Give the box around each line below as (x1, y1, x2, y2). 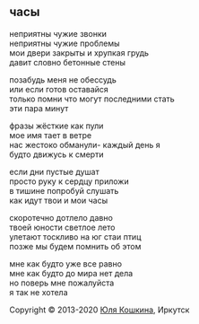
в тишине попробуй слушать (9, 185, 119, 196)
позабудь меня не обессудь (9, 74, 117, 85)
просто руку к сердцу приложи (9, 176, 129, 187)
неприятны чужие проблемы (9, 38, 120, 48)
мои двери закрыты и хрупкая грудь (9, 47, 150, 58)
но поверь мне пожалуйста (9, 277, 115, 288)
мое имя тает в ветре (9, 129, 92, 140)
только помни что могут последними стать (9, 93, 175, 104)
